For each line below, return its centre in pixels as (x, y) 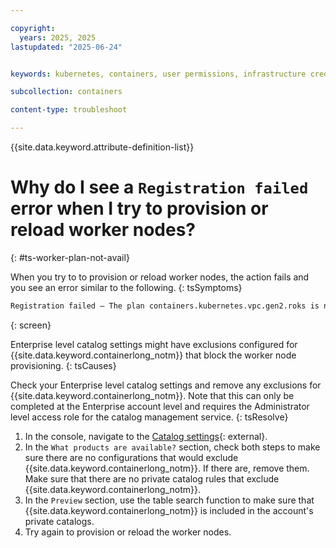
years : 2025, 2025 (58, 37)
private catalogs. (59, 521)
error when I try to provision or (139, 208)
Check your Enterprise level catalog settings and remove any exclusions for (166, 385)
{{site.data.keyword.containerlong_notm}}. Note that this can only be (152, 395)
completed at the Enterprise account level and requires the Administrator (160, 406)
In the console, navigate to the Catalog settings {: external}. (146, 436)
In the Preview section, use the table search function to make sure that (169, 500)
